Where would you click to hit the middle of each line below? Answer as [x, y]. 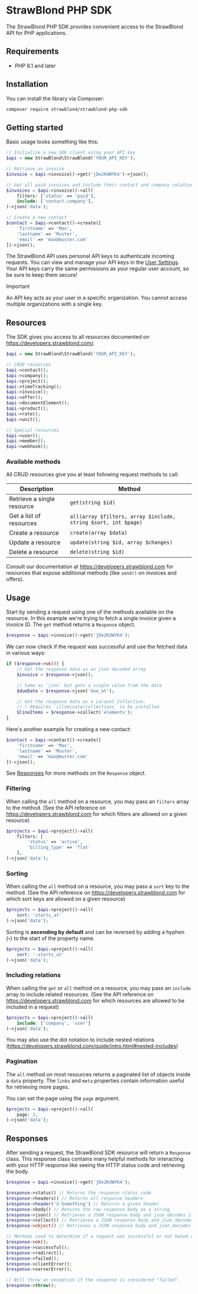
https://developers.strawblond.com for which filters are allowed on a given [97, 814]
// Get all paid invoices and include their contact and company [88, 185]
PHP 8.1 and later [35, 65]
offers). [15, 579]
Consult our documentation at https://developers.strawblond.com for [90, 566]
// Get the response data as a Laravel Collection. [81, 702]
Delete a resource [34, 552]
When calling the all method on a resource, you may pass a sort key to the [98, 886]
